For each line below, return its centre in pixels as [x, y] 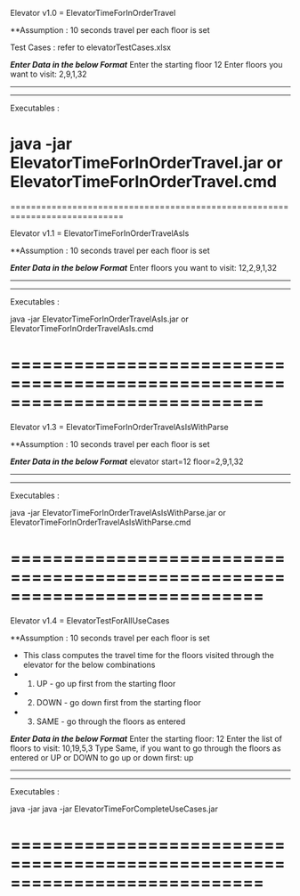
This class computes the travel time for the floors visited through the [148, 655]
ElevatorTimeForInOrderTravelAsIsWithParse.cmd [101, 522]
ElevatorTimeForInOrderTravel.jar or [146, 163]
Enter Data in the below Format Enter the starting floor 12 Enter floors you [146, 65]
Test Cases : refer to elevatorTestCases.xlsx [91, 47]
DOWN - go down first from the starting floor [118, 702]
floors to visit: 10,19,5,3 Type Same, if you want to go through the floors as [146, 748]
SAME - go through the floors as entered [111, 721]
